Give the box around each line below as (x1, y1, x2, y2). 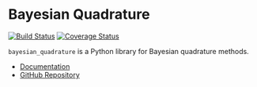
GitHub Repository (19, 70, 81, 79)
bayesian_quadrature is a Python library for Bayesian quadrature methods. (8, 46, 249, 56)
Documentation (19, 61, 70, 71)
